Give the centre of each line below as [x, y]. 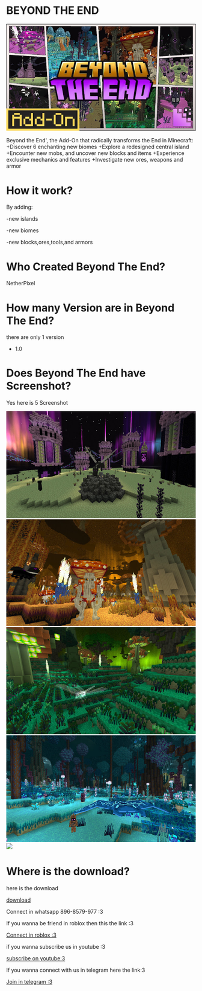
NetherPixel [21, 283]
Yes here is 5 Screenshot [37, 403]
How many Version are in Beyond [90, 308]
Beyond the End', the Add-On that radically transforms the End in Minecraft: [100, 141]
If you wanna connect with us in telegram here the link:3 [76, 970]
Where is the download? [68, 872]
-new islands [22, 219]
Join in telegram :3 [29, 982]
